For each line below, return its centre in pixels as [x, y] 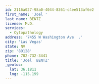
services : [15, 28]
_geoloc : [14, 65]
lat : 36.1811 [23, 70]
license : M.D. [20, 23]
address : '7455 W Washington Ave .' [44, 38]
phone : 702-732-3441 [26, 56]
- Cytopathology [26, 33]
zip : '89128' [19, 51]
